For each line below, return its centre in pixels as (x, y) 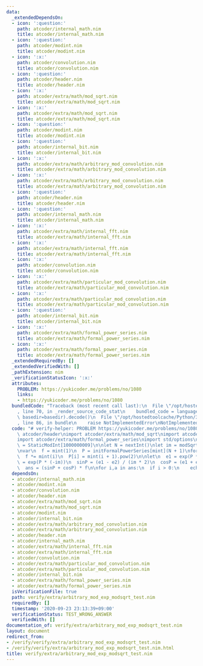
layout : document (28, 631)
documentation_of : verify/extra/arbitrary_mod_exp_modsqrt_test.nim (94, 625)
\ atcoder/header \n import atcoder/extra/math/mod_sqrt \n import (98, 434)
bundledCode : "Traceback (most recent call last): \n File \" (92, 406)
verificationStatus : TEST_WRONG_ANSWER (62, 614)
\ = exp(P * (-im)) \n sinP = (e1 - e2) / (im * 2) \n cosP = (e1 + (105, 462)
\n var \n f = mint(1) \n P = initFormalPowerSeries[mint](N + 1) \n (104, 451)
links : (25, 395)
